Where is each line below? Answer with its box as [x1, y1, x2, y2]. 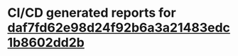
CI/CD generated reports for [7, 5, 176, 21]
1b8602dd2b [7, 35, 85, 50]
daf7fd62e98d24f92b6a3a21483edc [7, 20, 231, 36]
